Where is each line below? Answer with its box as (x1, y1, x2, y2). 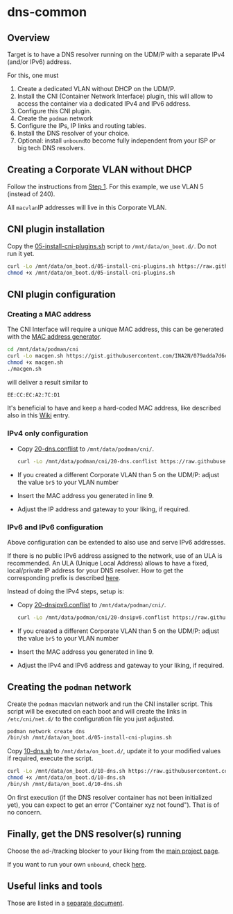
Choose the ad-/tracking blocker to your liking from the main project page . (7, 847, 221, 855)
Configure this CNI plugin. (17, 107, 92, 115)
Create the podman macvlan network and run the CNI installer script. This (7, 700, 213, 708)
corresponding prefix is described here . (7, 573, 121, 582)
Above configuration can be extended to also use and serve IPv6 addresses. (7, 538, 226, 546)
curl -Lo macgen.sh (7, 352, 64, 359)
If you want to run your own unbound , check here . (7, 860, 147, 868)
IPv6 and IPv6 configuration (7, 522, 103, 532)
